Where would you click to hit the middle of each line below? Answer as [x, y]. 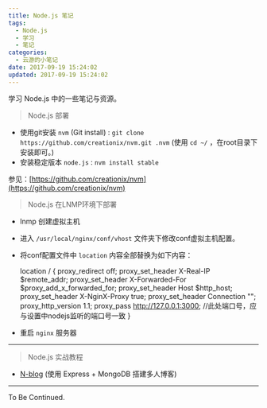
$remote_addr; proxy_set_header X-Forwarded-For [103, 279]
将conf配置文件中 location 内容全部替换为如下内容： [106, 255]
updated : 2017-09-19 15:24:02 [58, 75]
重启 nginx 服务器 [48, 332]
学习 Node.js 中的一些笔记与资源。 [65, 98]
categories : [28, 52]
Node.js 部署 [48, 115]
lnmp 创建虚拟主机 [50, 221]
